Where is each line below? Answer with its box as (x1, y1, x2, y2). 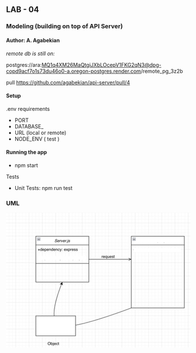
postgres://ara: (6, 61, 42, 68)
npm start (14, 161, 38, 169)
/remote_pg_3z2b (140, 67, 183, 74)
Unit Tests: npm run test (14, 184, 73, 191)
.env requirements (6, 105, 50, 112)
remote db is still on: (6, 50, 55, 57)
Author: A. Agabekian (6, 36, 60, 43)
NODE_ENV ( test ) (14, 135, 60, 142)
